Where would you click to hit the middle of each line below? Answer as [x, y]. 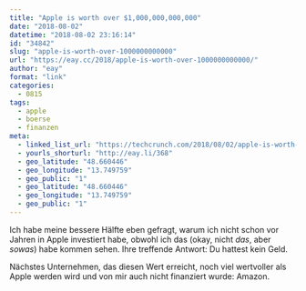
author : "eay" [36, 69]
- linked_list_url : [55, 145]
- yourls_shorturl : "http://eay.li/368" [95, 153]
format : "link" [38, 77]
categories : [32, 85]
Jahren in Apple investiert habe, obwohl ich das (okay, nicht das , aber [140, 239]
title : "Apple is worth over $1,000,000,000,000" [106, 18]
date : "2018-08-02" [46, 26]
